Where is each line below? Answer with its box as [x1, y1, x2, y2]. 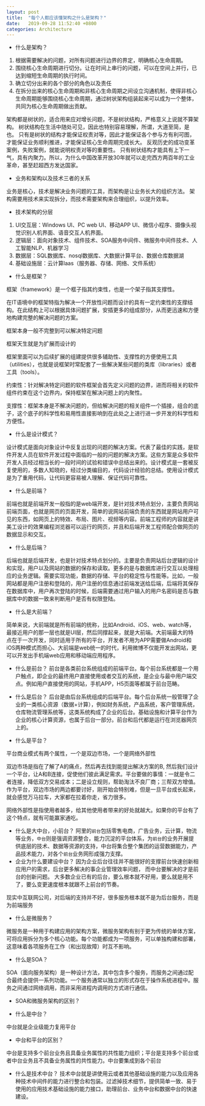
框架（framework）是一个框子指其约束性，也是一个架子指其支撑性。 [6, 286, 178, 293]
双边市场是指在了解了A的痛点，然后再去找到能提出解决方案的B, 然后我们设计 [6, 763, 198, 770]
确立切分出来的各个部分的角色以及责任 [15, 80, 112, 87]
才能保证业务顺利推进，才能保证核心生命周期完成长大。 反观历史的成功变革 [6, 138, 195, 146]
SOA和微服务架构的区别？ [15, 997, 81, 1005]
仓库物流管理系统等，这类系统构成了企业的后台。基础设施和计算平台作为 [15, 708, 197, 716]
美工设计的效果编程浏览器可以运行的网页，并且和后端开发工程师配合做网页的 [6, 523, 199, 531]
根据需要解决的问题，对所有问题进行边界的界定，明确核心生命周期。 [15, 56, 187, 64]
